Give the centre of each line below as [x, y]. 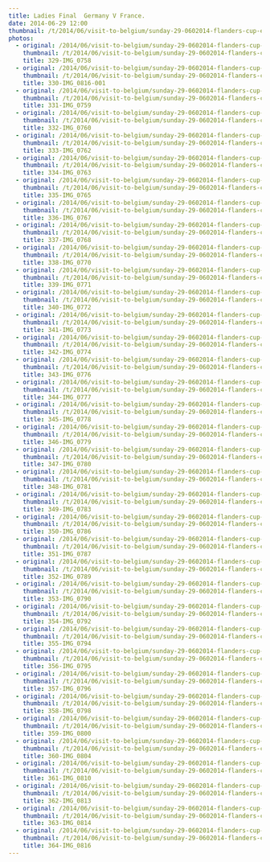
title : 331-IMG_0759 [57, 105]
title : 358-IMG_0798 [57, 711]
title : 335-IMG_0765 [57, 195]
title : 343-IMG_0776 [57, 375]
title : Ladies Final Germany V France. [77, 16]
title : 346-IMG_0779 [57, 442]
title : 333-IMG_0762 [57, 150]
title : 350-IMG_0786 [57, 532]
